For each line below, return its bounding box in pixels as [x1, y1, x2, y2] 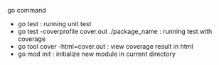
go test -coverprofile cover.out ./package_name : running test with [17, 28, 213, 35]
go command [7, 6, 46, 14]
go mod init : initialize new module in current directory [17, 49, 176, 58]
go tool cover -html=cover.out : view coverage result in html [17, 42, 193, 50]
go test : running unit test [17, 20, 92, 28]
